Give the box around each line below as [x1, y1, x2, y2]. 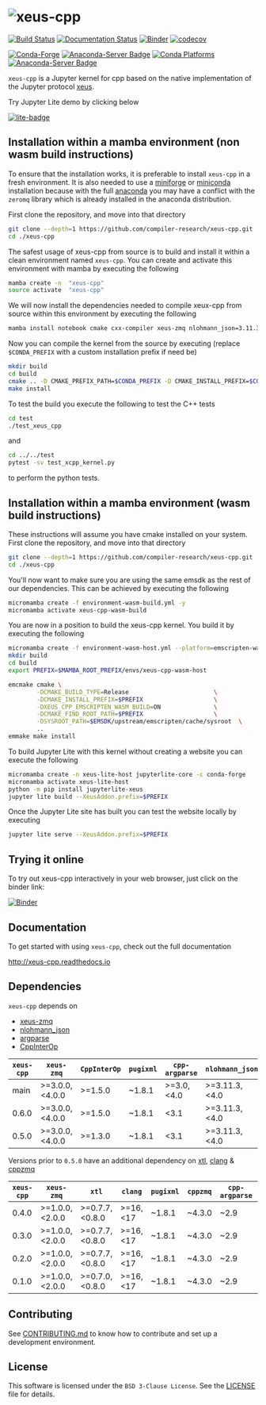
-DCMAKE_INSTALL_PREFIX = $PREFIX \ [36, 695, 218, 704]
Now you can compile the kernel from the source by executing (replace [8, 339, 241, 348]
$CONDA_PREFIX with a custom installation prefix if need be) [8, 347, 198, 357]
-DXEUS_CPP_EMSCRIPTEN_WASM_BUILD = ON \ [36, 703, 218, 711]
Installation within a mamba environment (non [8, 136, 240, 149]
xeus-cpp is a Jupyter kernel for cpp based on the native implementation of [8, 73, 252, 83]
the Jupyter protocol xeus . [8, 82, 95, 91]
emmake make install [8, 732, 77, 741]
